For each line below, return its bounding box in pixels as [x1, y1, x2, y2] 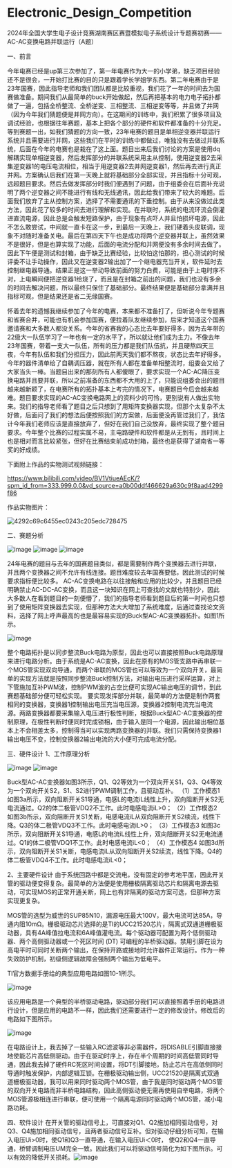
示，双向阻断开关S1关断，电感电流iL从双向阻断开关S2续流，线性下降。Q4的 [7, 847, 222, 855]
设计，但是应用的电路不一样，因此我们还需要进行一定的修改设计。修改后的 [12, 1006, 225, 1014]
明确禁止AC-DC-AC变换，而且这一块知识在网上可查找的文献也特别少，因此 [7, 585, 220, 593]
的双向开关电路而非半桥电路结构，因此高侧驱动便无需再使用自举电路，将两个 [7, 1086, 225, 1095]
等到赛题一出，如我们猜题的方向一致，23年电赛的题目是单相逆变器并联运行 [7, 127, 221, 136]
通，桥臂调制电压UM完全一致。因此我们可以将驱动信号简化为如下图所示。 [7, 1144, 217, 1152]
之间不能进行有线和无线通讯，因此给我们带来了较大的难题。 [49, 188, 219, 196]
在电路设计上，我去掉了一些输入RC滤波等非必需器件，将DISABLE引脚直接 [7, 1043, 216, 1051]
